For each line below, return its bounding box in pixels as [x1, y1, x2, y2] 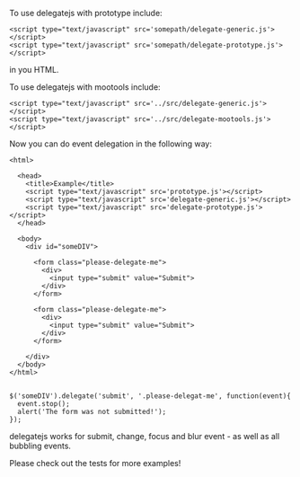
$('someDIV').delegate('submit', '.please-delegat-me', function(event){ [9, 392, 292, 401]
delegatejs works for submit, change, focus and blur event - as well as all [9, 431, 280, 441]
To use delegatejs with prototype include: [9, 8, 163, 18]
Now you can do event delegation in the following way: [9, 138, 213, 149]
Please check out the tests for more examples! [9, 458, 181, 468]
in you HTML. [9, 65, 59, 75]
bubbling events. [9, 440, 72, 451]
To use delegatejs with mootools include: [9, 82, 161, 93]
